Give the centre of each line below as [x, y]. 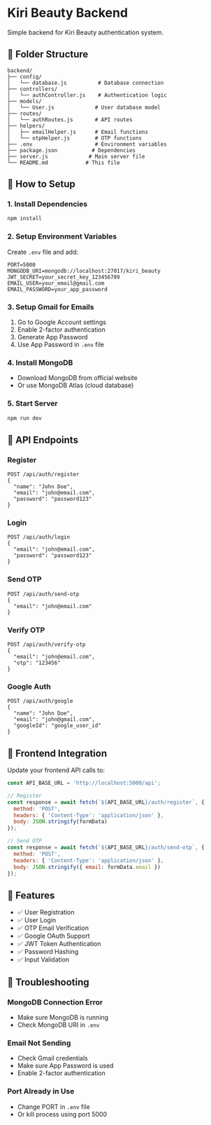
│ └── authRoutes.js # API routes [70, 120]
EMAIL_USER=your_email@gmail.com [56, 283]
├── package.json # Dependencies [72, 150]
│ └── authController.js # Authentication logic [87, 95]
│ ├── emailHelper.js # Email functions [78, 132]
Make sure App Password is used [65, 1066]
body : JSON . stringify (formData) [61, 822]
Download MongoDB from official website [77, 378]
